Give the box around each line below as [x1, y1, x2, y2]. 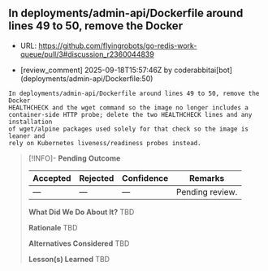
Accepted [32, 172, 71, 183]
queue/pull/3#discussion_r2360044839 [19, 49, 154, 59]
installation [8, 118, 53, 126]
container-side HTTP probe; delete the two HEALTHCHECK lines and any [8, 110, 253, 118]
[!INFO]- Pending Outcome [28, 153, 121, 163]
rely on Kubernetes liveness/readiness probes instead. [8, 139, 201, 147]
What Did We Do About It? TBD [28, 207, 135, 217]
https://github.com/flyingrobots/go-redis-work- [38, 41, 197, 50]
